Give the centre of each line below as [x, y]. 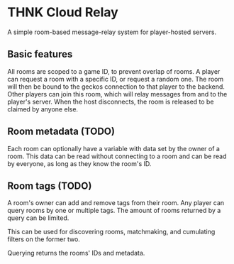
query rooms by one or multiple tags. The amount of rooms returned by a [114, 211]
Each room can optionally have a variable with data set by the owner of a [113, 148]
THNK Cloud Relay [63, 12]
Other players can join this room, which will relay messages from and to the [117, 94]
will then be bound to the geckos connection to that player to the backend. [116, 87]
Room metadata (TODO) [61, 132]
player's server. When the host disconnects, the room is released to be [111, 101]
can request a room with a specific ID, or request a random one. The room [116, 79]
